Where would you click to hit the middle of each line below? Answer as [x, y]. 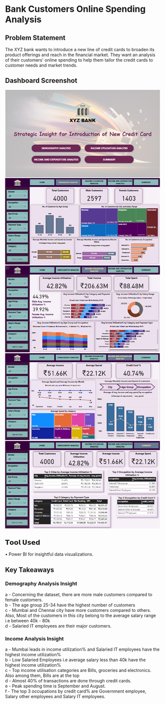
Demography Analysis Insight [41, 584]
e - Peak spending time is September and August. [55, 686]
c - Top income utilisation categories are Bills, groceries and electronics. [78, 670]
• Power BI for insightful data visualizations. [49, 554]
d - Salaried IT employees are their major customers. [58, 626]
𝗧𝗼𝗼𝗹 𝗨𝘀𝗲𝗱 [23, 542]
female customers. [24, 600]
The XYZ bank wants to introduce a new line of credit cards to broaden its [80, 50]
